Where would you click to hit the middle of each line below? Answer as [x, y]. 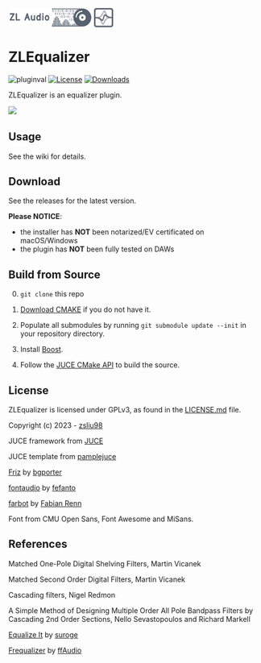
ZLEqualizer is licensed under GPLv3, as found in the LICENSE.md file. [125, 410]
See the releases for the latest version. [72, 201]
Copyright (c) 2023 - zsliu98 [56, 425]
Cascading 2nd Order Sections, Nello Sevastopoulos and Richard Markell [130, 619]
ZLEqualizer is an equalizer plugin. [65, 95]
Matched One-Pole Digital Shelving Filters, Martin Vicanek [105, 563]
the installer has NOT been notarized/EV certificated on [112, 232]
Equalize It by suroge [43, 634]
